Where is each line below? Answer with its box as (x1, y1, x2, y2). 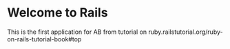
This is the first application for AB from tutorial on (7, 28, 147, 36)
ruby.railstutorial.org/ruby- (148, 28, 223, 36)
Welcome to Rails (7, 5, 108, 21)
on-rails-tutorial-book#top (7, 35, 82, 43)
